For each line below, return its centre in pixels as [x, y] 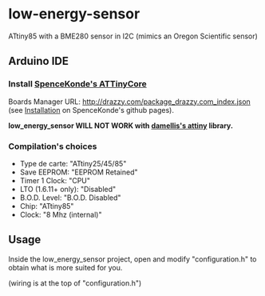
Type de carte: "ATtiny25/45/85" [73, 163]
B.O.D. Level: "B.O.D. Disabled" [70, 198]
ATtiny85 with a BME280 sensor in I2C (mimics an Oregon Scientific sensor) [133, 36]
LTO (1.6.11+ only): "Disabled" [68, 189]
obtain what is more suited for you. [65, 267]
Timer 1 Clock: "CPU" [55, 180]
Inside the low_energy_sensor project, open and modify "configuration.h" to [132, 259]
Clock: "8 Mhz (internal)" [61, 214]
